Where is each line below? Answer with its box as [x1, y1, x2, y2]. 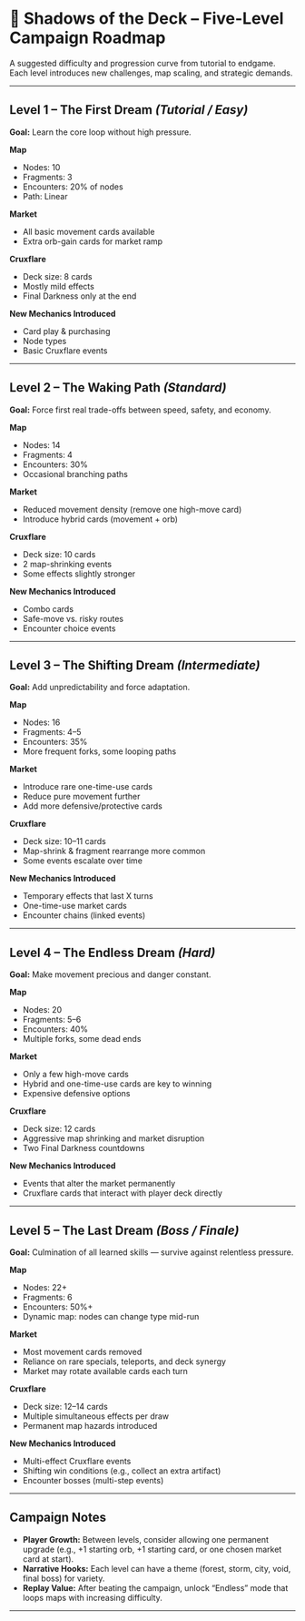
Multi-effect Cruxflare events [22, 1456, 132, 1466]
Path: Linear [22, 190, 68, 201]
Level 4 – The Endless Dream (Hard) [9, 944, 216, 960]
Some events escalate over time [22, 855, 143, 866]
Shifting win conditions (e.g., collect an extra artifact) [22, 1465, 221, 1476]
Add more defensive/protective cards [22, 800, 163, 811]
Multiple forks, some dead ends [22, 1034, 142, 1045]
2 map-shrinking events [22, 558, 112, 569]
